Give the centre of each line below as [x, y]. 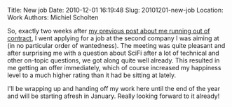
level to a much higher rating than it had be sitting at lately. [92, 75]
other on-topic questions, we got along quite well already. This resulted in [114, 60]
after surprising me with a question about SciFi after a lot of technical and [113, 53]
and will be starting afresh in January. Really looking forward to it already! [114, 96]
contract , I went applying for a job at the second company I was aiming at [113, 38]
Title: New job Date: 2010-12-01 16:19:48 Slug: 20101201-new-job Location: [115, 10]
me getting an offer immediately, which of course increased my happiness [114, 68]
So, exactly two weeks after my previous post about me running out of [109, 31]
